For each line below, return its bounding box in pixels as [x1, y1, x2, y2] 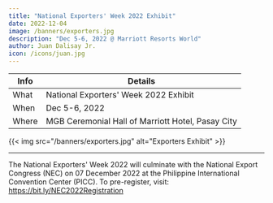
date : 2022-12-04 [8, 19, 67, 28]
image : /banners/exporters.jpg [8, 27, 115, 35]
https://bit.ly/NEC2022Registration [8, 186, 123, 195]
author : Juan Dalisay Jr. [8, 42, 96, 50]
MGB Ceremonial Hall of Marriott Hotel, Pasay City [45, 115, 237, 127]
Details [127, 76, 156, 86]
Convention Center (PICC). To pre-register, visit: [8, 177, 169, 187]
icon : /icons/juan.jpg [8, 50, 85, 58]
